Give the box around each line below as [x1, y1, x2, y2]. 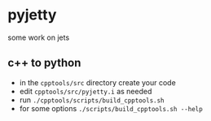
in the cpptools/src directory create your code [19, 77, 176, 87]
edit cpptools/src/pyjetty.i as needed [19, 86, 152, 96]
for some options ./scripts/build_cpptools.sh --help [19, 103, 203, 113]
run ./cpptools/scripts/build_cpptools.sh [19, 95, 165, 105]
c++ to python [7, 56, 81, 70]
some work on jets [7, 32, 70, 42]
